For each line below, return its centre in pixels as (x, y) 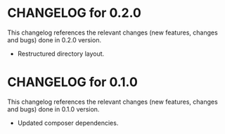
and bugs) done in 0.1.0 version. (53, 109)
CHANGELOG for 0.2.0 (75, 13)
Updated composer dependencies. (68, 123)
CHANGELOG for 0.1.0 (73, 82)
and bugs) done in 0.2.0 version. (54, 39)
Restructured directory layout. (61, 54)
